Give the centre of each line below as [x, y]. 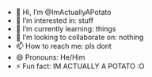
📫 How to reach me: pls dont [64, 46]
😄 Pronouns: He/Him [50, 57]
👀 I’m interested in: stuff [54, 20]
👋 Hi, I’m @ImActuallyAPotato [63, 12]
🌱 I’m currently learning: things [66, 29]
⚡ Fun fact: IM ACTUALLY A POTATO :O [80, 66]
